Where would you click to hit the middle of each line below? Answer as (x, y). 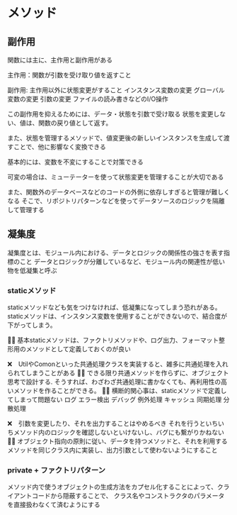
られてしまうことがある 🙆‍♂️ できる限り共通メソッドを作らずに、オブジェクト (118, 373)
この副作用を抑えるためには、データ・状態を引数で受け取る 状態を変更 (110, 114)
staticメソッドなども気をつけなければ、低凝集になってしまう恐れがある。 (114, 307)
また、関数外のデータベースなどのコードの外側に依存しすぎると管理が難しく (119, 192)
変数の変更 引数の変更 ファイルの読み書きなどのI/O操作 (88, 99)
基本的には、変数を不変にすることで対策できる (75, 162)
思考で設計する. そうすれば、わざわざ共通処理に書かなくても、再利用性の (114, 382)
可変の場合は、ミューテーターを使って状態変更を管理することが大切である (116, 177)
